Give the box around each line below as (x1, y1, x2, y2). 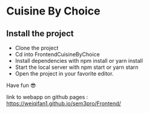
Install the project (6, 28, 74, 39)
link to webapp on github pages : (6, 94, 88, 100)
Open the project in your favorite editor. (15, 70, 114, 77)
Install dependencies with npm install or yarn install (15, 57, 144, 64)
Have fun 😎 (6, 82, 36, 89)
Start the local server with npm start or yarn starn (15, 63, 139, 71)
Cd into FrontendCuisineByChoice (15, 51, 100, 58)
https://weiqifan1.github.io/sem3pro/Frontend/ (6, 100, 121, 107)
